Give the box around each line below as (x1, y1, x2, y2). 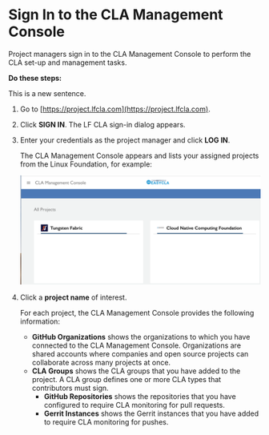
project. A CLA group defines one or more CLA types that (31, 374, 222, 384)
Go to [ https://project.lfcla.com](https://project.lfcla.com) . (19, 104, 211, 114)
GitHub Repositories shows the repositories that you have (43, 391, 236, 401)
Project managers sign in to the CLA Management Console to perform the (8, 49, 251, 58)
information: (19, 316, 60, 326)
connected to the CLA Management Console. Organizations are (31, 340, 242, 350)
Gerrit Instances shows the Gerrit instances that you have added (43, 409, 259, 418)
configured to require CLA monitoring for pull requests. (43, 400, 226, 409)
